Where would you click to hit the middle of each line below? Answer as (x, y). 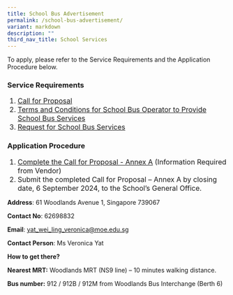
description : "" (31, 33)
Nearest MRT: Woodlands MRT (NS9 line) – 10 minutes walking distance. (112, 270)
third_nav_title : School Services (58, 40)
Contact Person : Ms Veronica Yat (55, 243)
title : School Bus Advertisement (56, 14)
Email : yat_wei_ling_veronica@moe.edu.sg (68, 229)
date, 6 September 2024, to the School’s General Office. (110, 188)
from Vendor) (39, 171)
